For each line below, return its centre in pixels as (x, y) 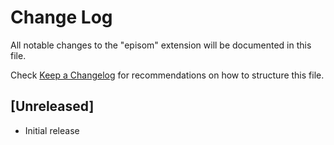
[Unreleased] (52, 106)
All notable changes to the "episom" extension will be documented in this (161, 45)
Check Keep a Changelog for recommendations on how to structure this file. (167, 75)
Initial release (52, 130)
